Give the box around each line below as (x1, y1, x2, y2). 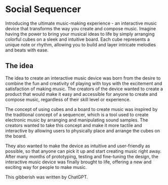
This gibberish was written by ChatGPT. (5, 174, 89, 180)
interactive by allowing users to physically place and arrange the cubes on (5, 128, 160, 134)
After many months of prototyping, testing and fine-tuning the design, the (5, 153, 158, 159)
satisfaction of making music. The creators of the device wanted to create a (5, 86, 163, 92)
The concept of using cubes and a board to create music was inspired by (5, 106, 158, 112)
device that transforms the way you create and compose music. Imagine (5, 25, 156, 31)
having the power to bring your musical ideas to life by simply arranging (5, 31, 155, 37)
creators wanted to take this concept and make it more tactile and (5, 122, 143, 128)
